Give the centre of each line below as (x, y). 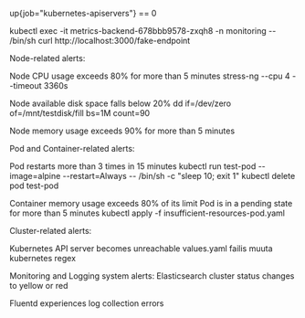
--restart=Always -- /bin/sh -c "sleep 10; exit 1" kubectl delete (179, 176)
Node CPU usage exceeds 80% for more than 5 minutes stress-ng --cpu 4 (150, 76)
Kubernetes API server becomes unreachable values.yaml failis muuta (141, 249)
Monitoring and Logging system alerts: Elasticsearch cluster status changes (152, 276)
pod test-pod (34, 185)
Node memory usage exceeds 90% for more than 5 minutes (122, 131)
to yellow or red (39, 286)
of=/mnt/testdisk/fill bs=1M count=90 (80, 113)
